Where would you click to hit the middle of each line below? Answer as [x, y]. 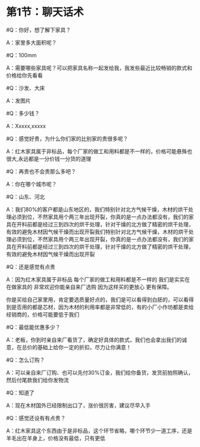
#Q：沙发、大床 [26, 88]
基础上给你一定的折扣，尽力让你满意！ [84, 347]
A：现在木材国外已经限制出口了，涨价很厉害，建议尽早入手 [78, 405]
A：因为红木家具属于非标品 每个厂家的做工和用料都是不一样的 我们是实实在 [98, 279]
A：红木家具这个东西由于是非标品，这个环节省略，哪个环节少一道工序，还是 [99, 430]
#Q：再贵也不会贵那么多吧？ [41, 171]
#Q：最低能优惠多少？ [33, 327]
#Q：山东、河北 [26, 197]
